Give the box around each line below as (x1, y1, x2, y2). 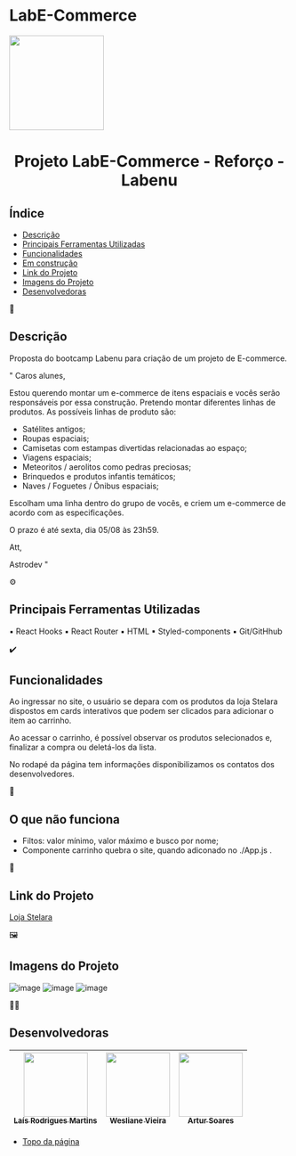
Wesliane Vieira (109, 1116, 167, 1126)
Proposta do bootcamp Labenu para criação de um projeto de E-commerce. (9, 353, 287, 364)
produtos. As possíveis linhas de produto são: (9, 406, 177, 417)
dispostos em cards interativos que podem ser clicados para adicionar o (9, 706, 274, 717)
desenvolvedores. (9, 768, 76, 780)
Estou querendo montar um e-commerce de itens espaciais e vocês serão (9, 387, 281, 398)
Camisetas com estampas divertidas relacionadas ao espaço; (21, 442, 247, 453)
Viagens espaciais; (21, 452, 92, 463)
